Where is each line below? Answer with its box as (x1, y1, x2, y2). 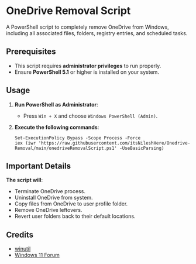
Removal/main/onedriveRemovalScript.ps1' (14, 145, 117, 151)
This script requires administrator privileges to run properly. (14, 62, 161, 69)
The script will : (6, 177, 43, 184)
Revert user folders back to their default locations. (14, 212, 136, 220)
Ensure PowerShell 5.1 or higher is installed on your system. (14, 68, 160, 76)
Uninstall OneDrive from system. (14, 194, 93, 201)
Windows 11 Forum (14, 252, 60, 259)
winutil (14, 245, 31, 252)
